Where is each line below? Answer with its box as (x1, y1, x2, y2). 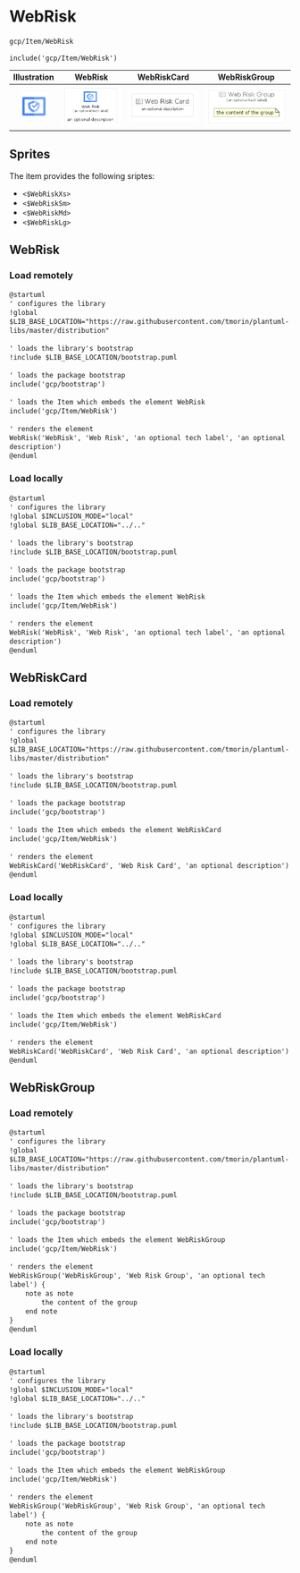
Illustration (12, 72, 55, 82)
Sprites (9, 147, 51, 162)
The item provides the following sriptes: (9, 170, 155, 181)
